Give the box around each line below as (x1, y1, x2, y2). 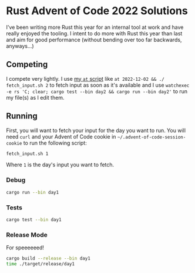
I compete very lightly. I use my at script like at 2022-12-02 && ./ (6, 75, 164, 82)
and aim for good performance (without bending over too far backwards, (6, 36, 182, 43)
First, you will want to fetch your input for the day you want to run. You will (6, 127, 186, 134)
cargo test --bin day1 (6, 216, 62, 222)
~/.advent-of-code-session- (117, 134, 186, 140)
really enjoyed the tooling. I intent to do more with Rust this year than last (6, 29, 183, 37)
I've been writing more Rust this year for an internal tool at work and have (6, 24, 184, 31)
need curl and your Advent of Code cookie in (6, 133, 116, 140)
